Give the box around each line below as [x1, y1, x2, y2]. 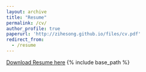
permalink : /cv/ [6, 20, 47, 26]
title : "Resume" [6, 14, 47, 20]
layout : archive [6, 8, 47, 15]
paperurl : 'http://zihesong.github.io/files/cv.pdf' [6, 31, 141, 37]
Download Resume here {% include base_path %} [6, 58, 130, 66]
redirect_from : [6, 37, 44, 43]
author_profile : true [6, 25, 61, 32]
